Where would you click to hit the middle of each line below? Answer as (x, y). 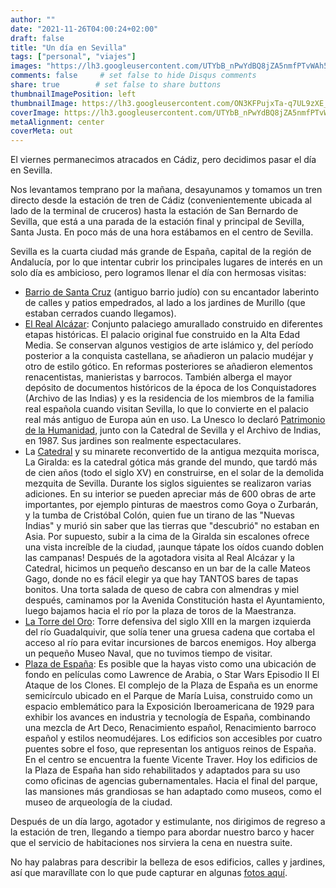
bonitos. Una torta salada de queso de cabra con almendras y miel (162, 590)
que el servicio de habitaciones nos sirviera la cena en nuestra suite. (151, 843)
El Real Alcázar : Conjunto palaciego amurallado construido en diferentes (173, 324)
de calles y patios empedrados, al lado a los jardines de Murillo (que (165, 303)
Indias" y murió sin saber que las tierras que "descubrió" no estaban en (172, 526)
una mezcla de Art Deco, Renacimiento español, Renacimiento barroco (170, 728)
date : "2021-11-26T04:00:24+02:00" (84, 29)
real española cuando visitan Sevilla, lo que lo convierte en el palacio (166, 409)
